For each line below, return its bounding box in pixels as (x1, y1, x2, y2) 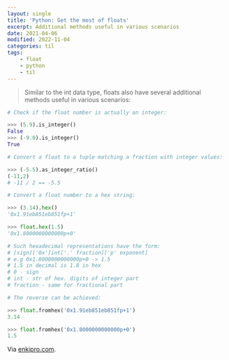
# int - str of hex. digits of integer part (7, 275, 139, 282)
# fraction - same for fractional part (7, 282, 124, 289)
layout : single (7, 10, 52, 17)
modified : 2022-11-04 (7, 36, 71, 43)
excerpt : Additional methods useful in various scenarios (7, 23, 179, 30)
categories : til (7, 43, 54, 50)
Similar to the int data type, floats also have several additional (24, 88, 201, 96)
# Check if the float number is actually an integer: (7, 109, 168, 116)
